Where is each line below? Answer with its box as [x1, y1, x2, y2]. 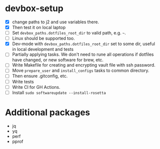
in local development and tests [12, 47, 74, 52]
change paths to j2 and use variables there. [12, 19, 99, 25]
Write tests [12, 79, 34, 84]
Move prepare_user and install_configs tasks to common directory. [12, 67, 150, 73]
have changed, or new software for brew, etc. [12, 57, 104, 63]
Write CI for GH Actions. [12, 84, 61, 90]
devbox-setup [5, 3, 64, 14]
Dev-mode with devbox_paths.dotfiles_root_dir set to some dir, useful [12, 41, 156, 47]
